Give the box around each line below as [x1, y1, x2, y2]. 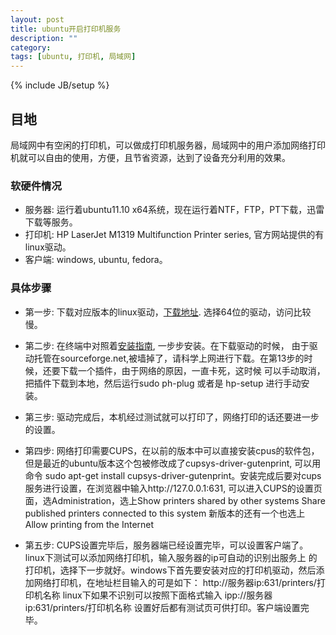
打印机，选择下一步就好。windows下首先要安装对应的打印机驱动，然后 [24, 564, 317, 576]
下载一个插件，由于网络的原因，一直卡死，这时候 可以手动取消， [59, 364, 326, 376]
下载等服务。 [24, 216, 78, 228]
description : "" [10, 33, 78, 43]
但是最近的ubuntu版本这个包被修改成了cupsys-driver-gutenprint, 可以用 [24, 457, 322, 469]
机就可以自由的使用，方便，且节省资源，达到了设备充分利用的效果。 [10, 151, 291, 163]
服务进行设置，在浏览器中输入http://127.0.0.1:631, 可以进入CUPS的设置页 [24, 482, 323, 494]
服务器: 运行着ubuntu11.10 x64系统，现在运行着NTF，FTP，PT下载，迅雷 [24, 204, 325, 216]
